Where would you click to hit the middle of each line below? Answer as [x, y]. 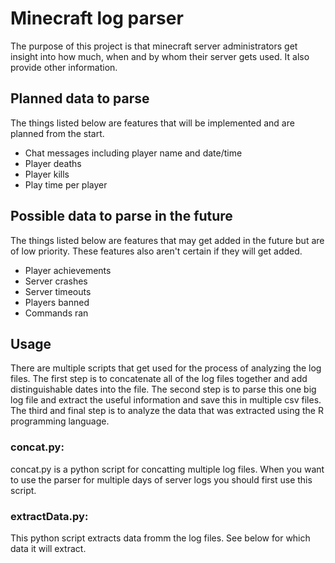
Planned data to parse [80, 98]
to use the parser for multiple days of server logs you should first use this [161, 479]
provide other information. [64, 67]
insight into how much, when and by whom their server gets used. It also [160, 56]
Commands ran [56, 313]
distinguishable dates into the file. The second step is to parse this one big [163, 389]
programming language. [60, 421]
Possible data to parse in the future [121, 216]
